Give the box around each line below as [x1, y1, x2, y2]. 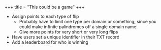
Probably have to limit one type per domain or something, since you [19, 19, 157, 24]
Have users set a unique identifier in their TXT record [11, 34, 120, 40]
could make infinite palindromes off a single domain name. [19, 24, 138, 30]
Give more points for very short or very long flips [19, 29, 118, 34]
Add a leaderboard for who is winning [11, 39, 89, 45]
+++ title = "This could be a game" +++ [4, 4, 85, 10]
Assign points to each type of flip [11, 14, 79, 19]
